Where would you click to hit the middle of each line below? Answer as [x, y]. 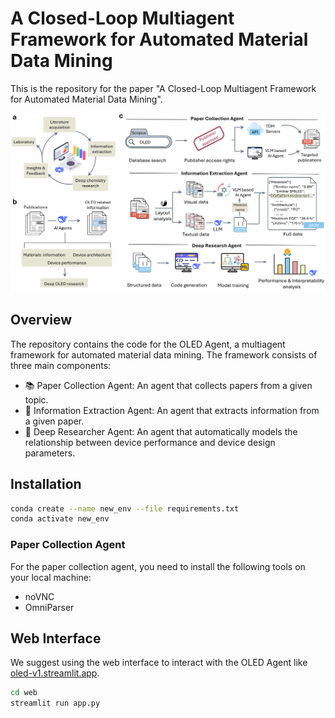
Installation [46, 484]
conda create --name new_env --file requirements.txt [125, 508]
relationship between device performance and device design [150, 442]
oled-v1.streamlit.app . [55, 673]
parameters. [50, 453]
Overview [41, 320]
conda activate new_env [60, 519]
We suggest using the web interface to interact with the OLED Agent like [159, 663]
